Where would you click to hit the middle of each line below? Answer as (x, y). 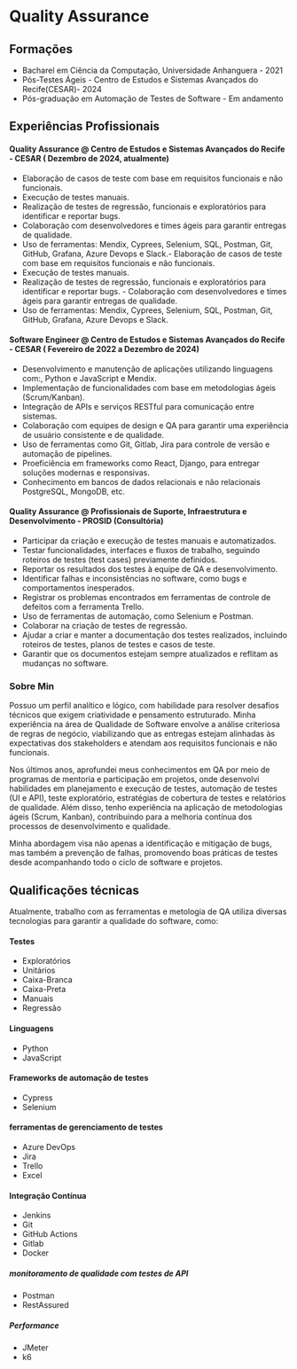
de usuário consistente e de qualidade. (93, 434)
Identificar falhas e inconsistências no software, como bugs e (134, 579)
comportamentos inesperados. (78, 588)
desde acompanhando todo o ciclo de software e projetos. (116, 863)
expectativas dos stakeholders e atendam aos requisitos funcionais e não (143, 743)
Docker (35, 1253)
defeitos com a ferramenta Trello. (83, 606)
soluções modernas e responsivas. (86, 473)
